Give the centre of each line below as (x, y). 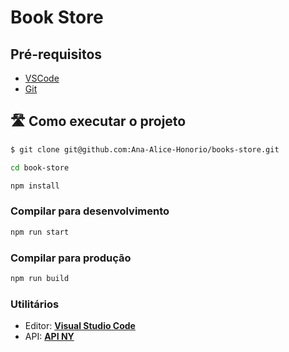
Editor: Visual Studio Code (80, 326)
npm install (35, 186)
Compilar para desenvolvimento (90, 211)
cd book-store (40, 167)
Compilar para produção (71, 258)
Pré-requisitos (56, 54)
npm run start (40, 232)
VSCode (42, 78)
